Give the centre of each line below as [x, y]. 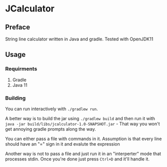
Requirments [21, 69]
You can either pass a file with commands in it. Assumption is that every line [83, 139]
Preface [18, 27]
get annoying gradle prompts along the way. [51, 129]
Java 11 [20, 85]
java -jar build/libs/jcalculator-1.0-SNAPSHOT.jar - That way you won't [82, 124]
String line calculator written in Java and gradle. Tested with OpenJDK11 [79, 39]
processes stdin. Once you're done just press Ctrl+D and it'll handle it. [77, 159]
